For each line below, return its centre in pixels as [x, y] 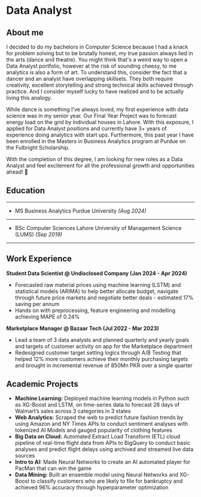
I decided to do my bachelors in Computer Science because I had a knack [97, 47]
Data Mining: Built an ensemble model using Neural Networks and [96, 475]
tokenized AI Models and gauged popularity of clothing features [93, 430]
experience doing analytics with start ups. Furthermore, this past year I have [100, 135]
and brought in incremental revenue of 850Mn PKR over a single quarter [103, 365]
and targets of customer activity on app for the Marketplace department [103, 346]
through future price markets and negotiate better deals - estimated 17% [104, 298]
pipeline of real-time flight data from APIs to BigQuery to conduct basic [102, 443]
